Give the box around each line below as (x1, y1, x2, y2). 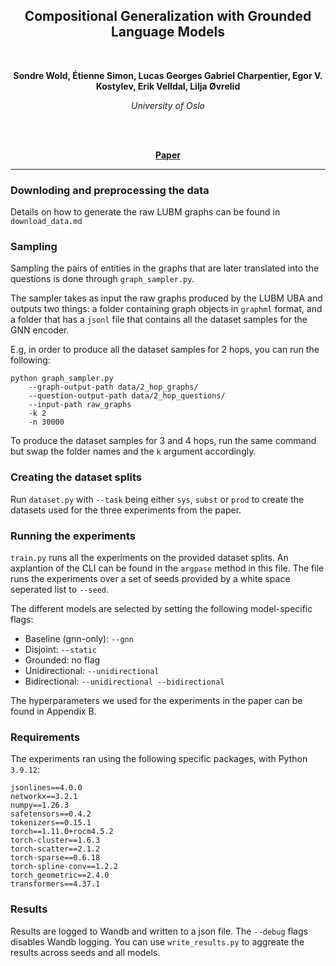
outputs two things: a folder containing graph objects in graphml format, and (10, 303, 323, 315)
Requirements (10, 730, 81, 744)
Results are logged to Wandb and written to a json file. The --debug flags (10, 925, 308, 937)
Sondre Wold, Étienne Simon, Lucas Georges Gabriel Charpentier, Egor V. (13, 69, 323, 81)
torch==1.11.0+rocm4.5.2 (10, 827, 114, 837)
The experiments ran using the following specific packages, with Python (10, 753, 308, 765)
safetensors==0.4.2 (10, 809, 92, 819)
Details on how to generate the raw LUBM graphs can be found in (10, 206, 281, 218)
